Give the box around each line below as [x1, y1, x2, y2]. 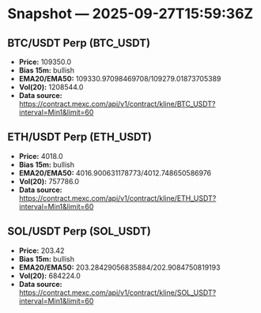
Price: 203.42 [18, 246, 65, 255]
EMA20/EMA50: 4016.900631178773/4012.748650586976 [18, 168, 212, 178]
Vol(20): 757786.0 [18, 176, 80, 186]
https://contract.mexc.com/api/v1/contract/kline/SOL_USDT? [18, 288, 217, 297]
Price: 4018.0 [18, 151, 64, 160]
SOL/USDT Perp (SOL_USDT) [7, 224, 151, 238]
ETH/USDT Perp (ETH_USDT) [7, 130, 152, 144]
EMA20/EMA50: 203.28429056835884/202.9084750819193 [18, 262, 221, 272]
